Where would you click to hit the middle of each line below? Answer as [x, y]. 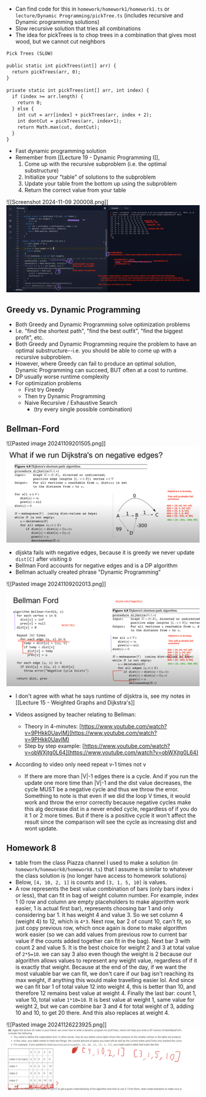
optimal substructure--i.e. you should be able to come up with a [96, 351]
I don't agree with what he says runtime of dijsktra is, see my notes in [103, 696]
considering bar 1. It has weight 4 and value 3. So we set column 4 [99, 915]
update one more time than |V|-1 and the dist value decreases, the [108, 783]
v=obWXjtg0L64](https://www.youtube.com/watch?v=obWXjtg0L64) [111, 752]
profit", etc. [29, 338]
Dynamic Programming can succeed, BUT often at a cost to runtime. [101, 370]
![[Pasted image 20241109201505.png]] [56, 443]
